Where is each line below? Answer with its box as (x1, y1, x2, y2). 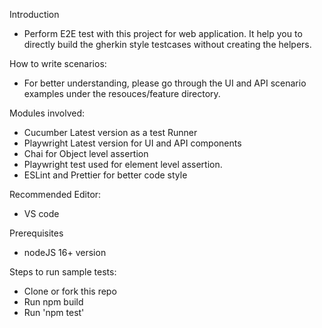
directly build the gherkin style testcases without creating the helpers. (23, 39, 312, 50)
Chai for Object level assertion (23, 148, 149, 159)
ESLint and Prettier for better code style (23, 169, 188, 181)
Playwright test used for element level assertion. (23, 159, 223, 170)
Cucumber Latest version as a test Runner (23, 127, 198, 138)
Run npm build (23, 296, 84, 308)
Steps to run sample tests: (9, 266, 117, 278)
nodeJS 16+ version (23, 247, 107, 258)
